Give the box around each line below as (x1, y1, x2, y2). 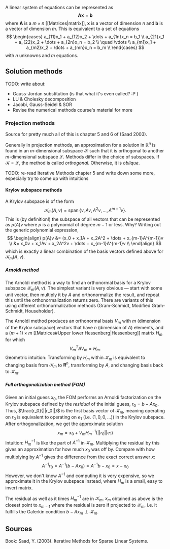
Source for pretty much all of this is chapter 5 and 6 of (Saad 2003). (5, 131, 148, 137)
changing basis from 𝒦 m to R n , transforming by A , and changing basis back (5, 361, 163, 369)
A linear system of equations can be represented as (5, 5, 113, 10)
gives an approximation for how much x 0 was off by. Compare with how (5, 446, 155, 453)
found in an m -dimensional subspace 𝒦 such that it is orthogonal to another (5, 147, 164, 153)
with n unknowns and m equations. (5, 53, 79, 58)
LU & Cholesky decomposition (12, 96, 76, 102)
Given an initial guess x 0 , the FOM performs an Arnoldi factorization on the (5, 395, 161, 402)
